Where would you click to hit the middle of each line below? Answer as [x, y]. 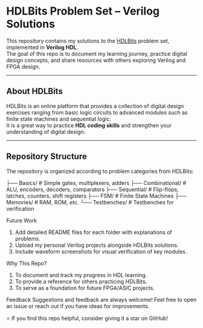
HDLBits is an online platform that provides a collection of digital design [95, 106]
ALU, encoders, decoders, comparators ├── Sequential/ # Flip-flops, [93, 189]
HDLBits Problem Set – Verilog [83, 11]
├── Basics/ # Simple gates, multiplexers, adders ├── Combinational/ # [96, 182]
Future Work [22, 220]
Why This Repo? [27, 263]
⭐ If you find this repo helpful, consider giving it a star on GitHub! [87, 318]
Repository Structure [47, 157]
